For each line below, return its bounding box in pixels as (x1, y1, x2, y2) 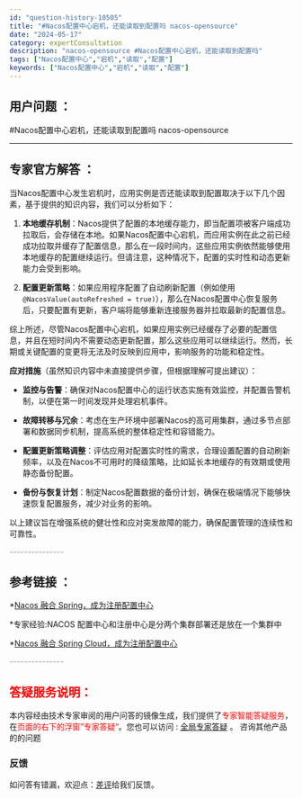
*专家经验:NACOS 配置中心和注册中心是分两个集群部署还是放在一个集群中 (9, 619, 282, 630)
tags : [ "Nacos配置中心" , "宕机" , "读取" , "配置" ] (9, 55, 173, 64)
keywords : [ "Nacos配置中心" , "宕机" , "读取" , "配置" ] (9, 64, 190, 73)
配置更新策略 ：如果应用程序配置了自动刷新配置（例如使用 (22, 282, 235, 292)
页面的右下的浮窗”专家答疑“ (17, 722, 120, 732)
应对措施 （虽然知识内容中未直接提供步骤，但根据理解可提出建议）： (9, 365, 258, 376)
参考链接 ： (9, 574, 72, 589)
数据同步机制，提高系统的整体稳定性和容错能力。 (38, 426, 220, 436)
